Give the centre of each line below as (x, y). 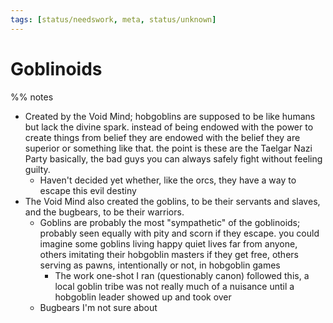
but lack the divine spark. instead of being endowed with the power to (169, 127)
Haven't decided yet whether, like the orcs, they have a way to (168, 180)
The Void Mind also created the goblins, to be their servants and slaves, (172, 201)
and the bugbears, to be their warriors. (104, 212)
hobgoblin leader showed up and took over (143, 297)
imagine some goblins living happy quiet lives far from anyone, (168, 243)
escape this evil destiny (88, 190)
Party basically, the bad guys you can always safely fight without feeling (173, 158)
